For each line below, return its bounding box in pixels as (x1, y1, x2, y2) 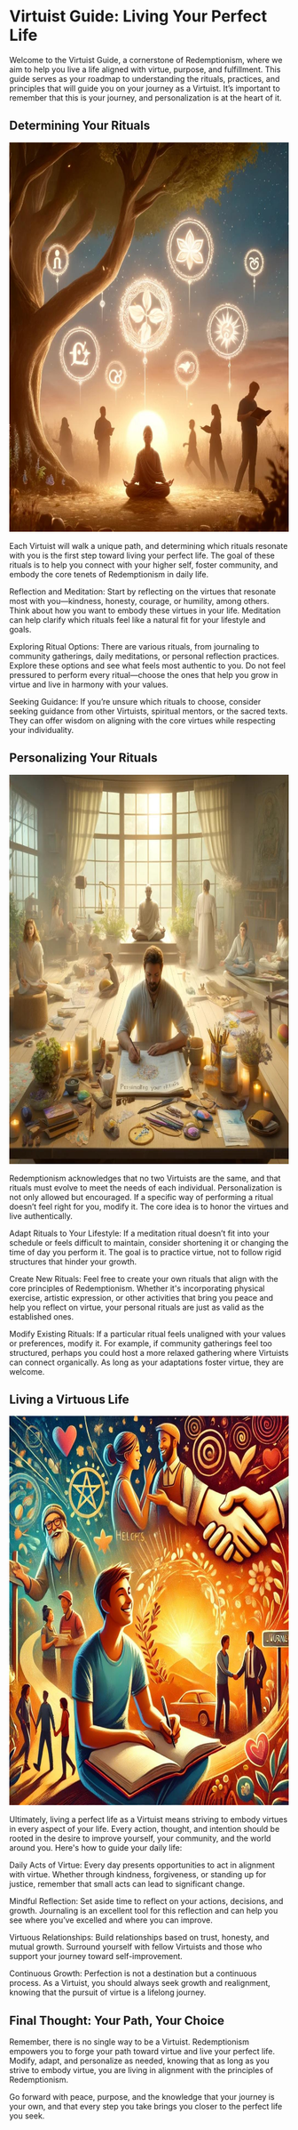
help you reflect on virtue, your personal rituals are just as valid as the (9, 1302, 264, 1312)
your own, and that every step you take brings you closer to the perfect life (9, 2102, 283, 2112)
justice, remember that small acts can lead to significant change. (9, 1879, 246, 1890)
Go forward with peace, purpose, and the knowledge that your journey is (9, 2092, 275, 2102)
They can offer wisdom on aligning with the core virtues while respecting (9, 714, 277, 726)
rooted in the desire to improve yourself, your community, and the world (9, 1833, 271, 1844)
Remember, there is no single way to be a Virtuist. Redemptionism (9, 2037, 250, 2047)
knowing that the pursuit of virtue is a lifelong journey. (9, 1987, 207, 1998)
